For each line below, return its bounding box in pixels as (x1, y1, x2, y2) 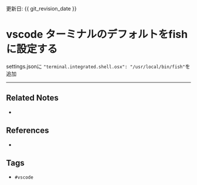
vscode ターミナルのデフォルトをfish (6, 28, 188, 41)
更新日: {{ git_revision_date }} (6, 5, 77, 12)
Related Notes (6, 93, 59, 103)
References (6, 125, 49, 136)
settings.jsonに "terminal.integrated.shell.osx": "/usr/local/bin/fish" (6, 63, 186, 70)
